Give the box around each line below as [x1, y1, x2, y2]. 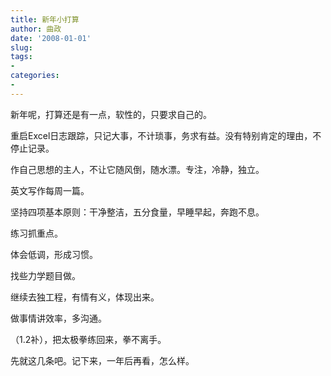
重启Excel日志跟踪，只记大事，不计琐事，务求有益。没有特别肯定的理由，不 [10, 129, 322, 141]
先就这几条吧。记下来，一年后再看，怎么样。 [10, 354, 195, 366]
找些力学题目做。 [10, 269, 81, 281]
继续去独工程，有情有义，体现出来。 [10, 291, 160, 303]
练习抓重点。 [10, 227, 63, 239]
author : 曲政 [10, 24, 62, 34]
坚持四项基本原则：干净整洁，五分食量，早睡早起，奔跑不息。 [10, 206, 265, 218]
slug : [10, 42, 33, 53]
